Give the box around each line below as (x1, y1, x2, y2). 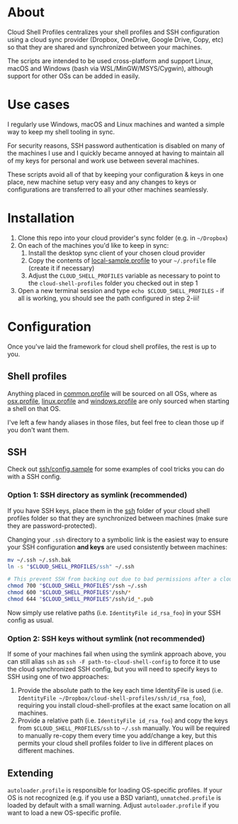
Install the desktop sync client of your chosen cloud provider (28, 248, 205, 257)
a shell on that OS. (7, 404, 61, 412)
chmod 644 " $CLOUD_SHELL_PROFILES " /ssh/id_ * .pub (7, 595, 154, 603)
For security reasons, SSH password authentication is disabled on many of (7, 141, 225, 150)
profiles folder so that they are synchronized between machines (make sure (7, 514, 228, 522)
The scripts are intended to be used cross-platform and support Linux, (7, 56, 213, 65)
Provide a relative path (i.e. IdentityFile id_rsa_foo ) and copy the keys (17, 716, 229, 725)
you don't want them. (7, 425, 69, 434)
